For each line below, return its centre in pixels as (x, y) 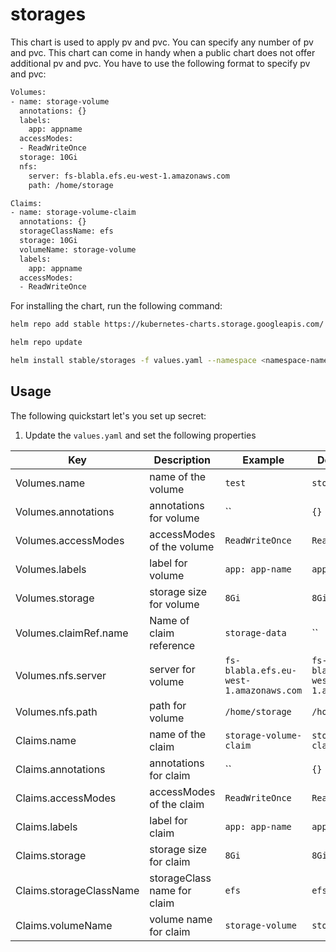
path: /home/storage (71, 185)
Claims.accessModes (66, 798)
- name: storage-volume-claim (73, 213)
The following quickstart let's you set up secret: (108, 415)
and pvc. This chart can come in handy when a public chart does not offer (163, 52)
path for (168, 705)
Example (263, 460)
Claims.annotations (60, 769)
